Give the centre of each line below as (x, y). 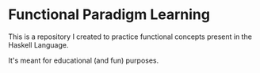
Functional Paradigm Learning (109, 15)
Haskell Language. (38, 44)
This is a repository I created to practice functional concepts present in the (130, 36)
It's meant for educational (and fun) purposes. (84, 60)
